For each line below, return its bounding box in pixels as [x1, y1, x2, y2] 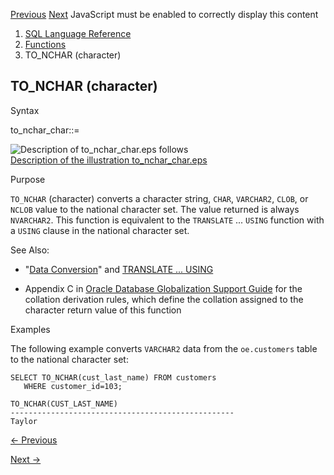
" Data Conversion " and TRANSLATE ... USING [24, 263, 214, 275]
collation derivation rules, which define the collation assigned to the [24, 293, 304, 305]
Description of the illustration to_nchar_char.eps [10, 154, 208, 166]
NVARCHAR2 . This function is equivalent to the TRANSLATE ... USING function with [10, 214, 325, 226]
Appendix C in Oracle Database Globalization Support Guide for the [24, 282, 303, 294]
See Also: [10, 244, 50, 256]
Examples [10, 323, 51, 335]
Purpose [10, 173, 46, 185]
